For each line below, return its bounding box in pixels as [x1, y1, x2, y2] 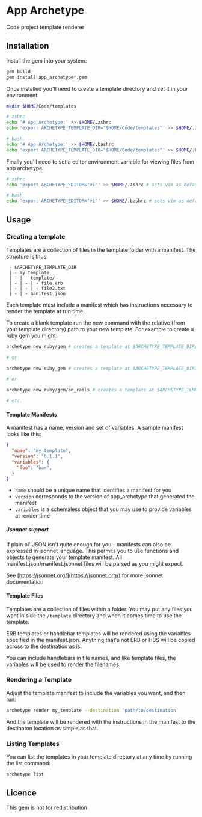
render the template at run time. [6, 307, 85, 314]
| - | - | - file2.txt [8, 285, 66, 292]
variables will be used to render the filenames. [6, 661, 121, 668]
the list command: [6, 760, 51, 767]
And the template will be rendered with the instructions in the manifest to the [6, 718, 196, 725]
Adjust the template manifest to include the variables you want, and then [6, 689, 186, 696]
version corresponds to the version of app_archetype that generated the [14, 493, 195, 500]
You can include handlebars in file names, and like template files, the [6, 654, 176, 661]
